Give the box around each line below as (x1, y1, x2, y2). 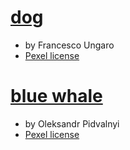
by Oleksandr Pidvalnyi (24, 117, 120, 130)
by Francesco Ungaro (24, 39, 115, 51)
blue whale (10, 85, 103, 108)
